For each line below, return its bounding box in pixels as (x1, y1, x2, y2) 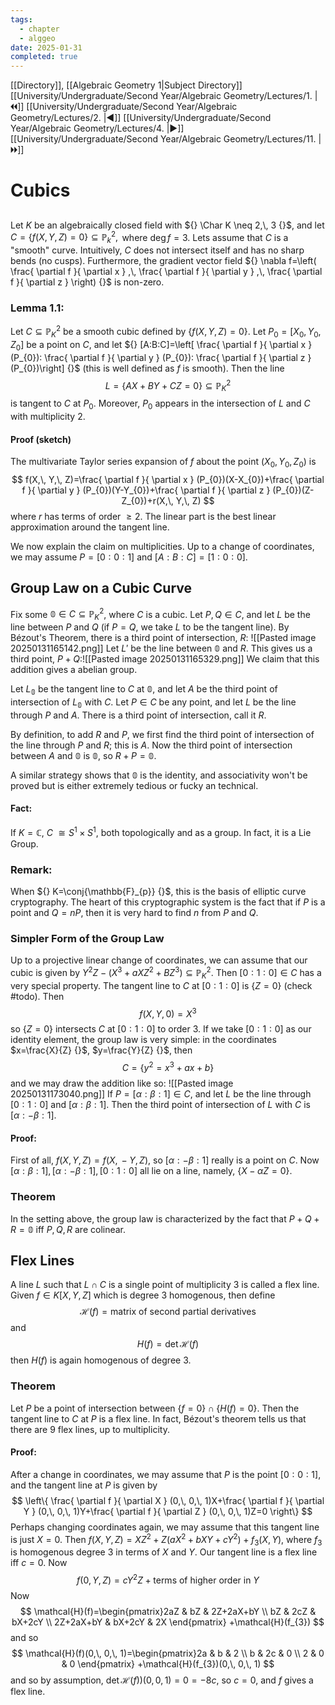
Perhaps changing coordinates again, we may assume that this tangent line (10, 1521, 320, 1533)
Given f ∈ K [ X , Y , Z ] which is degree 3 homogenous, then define (10, 1289, 276, 1301)
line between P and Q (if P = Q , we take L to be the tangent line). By (10, 621, 290, 633)
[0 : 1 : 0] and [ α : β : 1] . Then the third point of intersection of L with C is (10, 1099, 311, 1111)
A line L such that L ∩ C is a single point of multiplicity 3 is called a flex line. (10, 1279, 320, 1291)
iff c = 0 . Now (10, 1557, 68, 1569)
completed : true (10, 52, 78, 62)
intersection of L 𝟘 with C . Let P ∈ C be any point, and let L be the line (10, 696, 297, 710)
